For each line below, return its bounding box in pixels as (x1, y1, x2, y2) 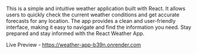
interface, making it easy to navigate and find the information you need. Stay (6, 23, 192, 31)
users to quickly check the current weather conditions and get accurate (6, 11, 180, 18)
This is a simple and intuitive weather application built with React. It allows (6, 5, 186, 12)
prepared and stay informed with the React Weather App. (6, 30, 145, 37)
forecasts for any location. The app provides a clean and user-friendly (6, 18, 176, 24)
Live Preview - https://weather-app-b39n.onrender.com (6, 41, 141, 48)
